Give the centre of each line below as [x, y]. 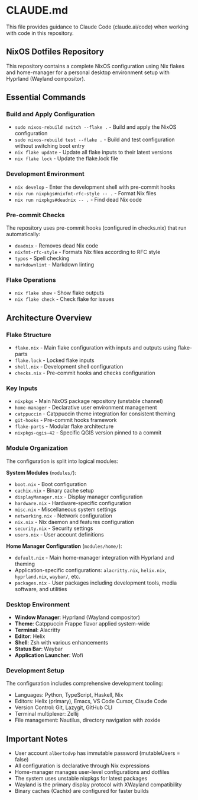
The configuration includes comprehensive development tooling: [85, 684]
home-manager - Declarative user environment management [86, 408]
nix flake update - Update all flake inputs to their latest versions [93, 153]
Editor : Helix [30, 636]
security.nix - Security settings [54, 528]
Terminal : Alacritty [38, 630]
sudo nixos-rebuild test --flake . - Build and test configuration [95, 139]
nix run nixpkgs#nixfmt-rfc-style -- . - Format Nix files [85, 193]
